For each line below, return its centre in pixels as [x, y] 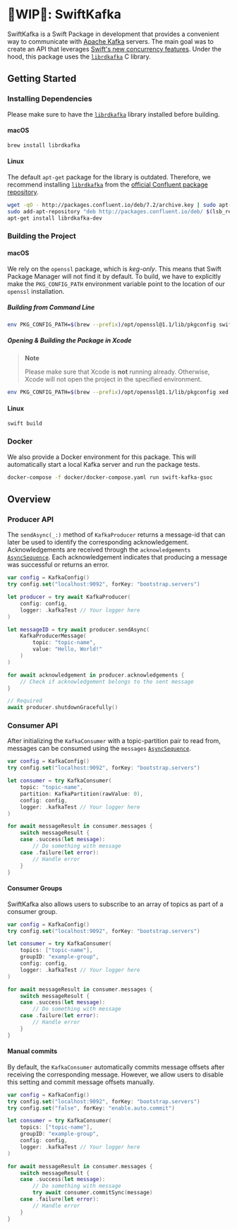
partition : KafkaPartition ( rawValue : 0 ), [81, 794]
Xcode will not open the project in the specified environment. [113, 379]
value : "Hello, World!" [67, 649]
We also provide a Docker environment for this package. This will [102, 457]
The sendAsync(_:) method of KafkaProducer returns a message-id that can [116, 535]
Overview [29, 499]
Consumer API [33, 725]
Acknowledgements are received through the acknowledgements [99, 550]
